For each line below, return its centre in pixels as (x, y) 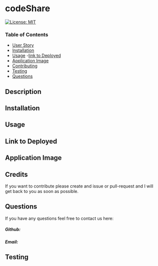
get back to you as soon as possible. (42, 191)
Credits (17, 174)
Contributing (25, 66)
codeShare (28, 9)
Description (23, 91)
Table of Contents (27, 35)
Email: (12, 242)
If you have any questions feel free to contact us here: (59, 218)
